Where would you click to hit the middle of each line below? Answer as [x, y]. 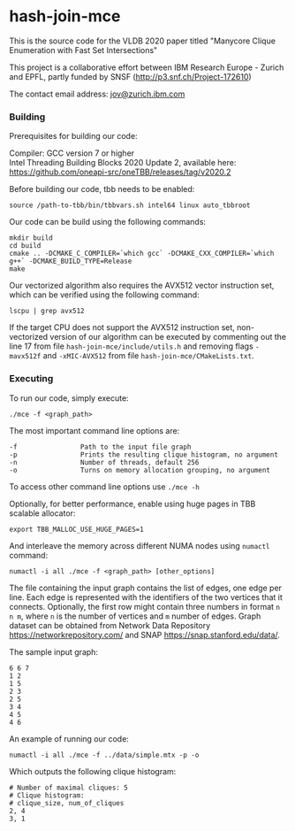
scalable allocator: [42, 513]
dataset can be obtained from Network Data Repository [110, 625]
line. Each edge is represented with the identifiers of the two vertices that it [146, 597]
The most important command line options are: [95, 430]
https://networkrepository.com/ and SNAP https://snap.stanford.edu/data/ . [145, 635]
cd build [25, 246]
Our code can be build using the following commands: [107, 222]
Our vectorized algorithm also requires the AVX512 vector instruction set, [142, 286]
